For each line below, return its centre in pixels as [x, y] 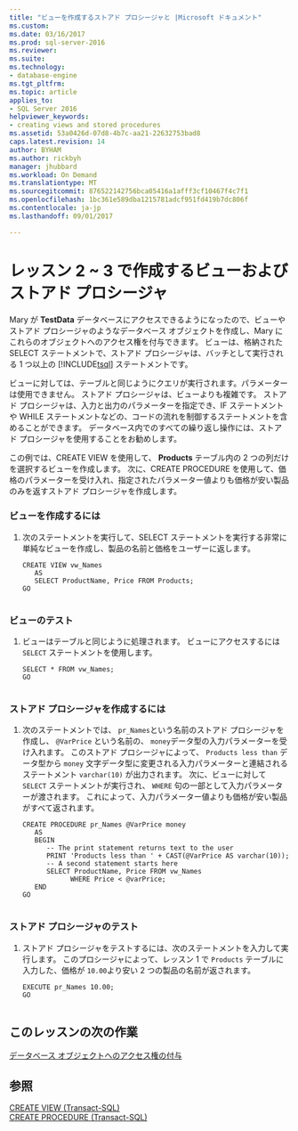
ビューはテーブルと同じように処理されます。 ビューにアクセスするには [151, 641]
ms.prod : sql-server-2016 [57, 42]
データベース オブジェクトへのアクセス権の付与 [96, 1055]
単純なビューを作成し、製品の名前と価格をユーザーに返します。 [139, 548]
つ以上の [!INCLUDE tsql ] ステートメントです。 [109, 364]
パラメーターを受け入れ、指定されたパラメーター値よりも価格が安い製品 [157, 480]
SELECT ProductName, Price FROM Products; [114, 581]
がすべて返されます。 [60, 808]
